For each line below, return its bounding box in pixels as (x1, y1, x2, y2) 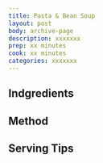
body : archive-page (8, 27, 74, 35)
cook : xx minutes (8, 49, 67, 57)
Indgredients (8, 86, 74, 101)
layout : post (8, 19, 52, 27)
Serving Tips (8, 142, 74, 156)
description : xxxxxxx (8, 34, 81, 43)
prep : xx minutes (8, 42, 67, 50)
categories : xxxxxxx (8, 57, 78, 65)
